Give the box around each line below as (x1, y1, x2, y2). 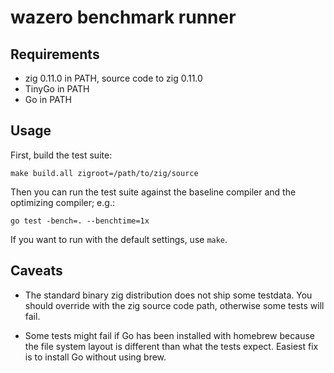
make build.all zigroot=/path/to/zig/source (10, 168, 199, 178)
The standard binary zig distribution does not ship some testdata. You (24, 289, 313, 301)
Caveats (10, 262, 63, 280)
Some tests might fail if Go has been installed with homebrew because (24, 329, 315, 341)
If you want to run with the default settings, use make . (10, 233, 228, 245)
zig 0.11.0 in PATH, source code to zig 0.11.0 (24, 72, 203, 84)
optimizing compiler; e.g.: (10, 196, 115, 208)
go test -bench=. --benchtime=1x (10, 216, 150, 226)
